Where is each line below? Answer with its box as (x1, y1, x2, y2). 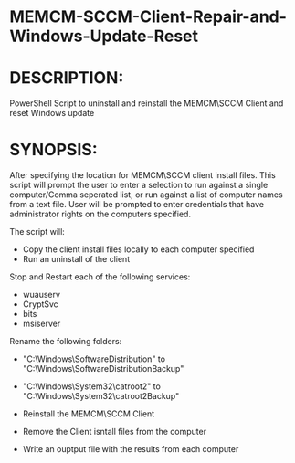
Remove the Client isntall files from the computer (22, 426, 207, 437)
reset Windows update (9, 108, 95, 119)
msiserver (22, 318, 61, 330)
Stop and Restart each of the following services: (9, 271, 191, 282)
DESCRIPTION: (9, 68, 124, 89)
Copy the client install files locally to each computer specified (22, 244, 255, 255)
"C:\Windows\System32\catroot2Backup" (22, 391, 180, 402)
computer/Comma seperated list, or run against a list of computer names (9, 189, 283, 200)
